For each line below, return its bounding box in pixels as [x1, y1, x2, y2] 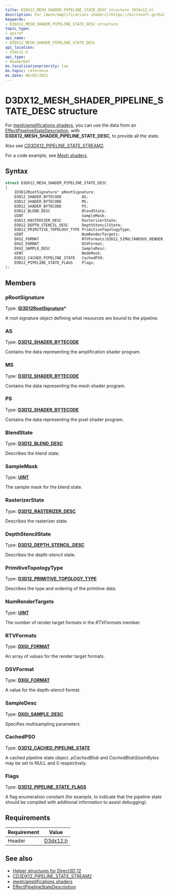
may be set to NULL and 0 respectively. [5, 760, 87, 766]
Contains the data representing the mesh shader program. [5, 383, 126, 389]
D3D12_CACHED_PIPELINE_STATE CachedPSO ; [14, 255, 105, 260]
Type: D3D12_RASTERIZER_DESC [5, 508, 76, 514]
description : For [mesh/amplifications [5, 12, 89, 17]
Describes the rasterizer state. [5, 518, 68, 524]
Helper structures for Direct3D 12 [12, 868, 81, 874]
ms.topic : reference [5, 69, 49, 74]
